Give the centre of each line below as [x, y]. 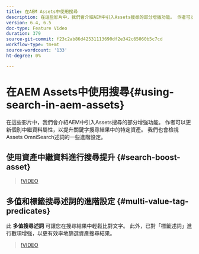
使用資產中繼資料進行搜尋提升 [61, 157]
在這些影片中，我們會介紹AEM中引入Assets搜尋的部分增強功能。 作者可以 [96, 122]
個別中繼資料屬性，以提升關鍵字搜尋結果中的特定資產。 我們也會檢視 [95, 129]
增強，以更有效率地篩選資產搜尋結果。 [68, 233]
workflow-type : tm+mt [33, 45]
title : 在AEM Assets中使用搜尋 [42, 12]
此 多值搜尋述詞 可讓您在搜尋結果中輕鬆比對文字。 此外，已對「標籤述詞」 [97, 226]
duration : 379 [24, 34]
